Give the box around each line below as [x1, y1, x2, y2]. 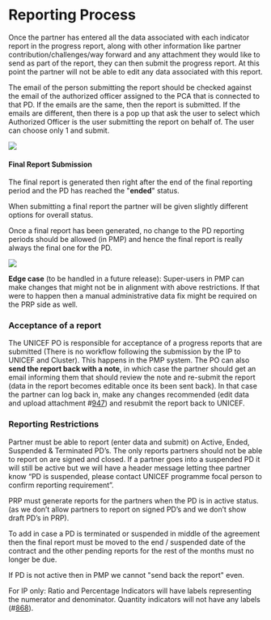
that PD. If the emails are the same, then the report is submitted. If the [8, 100, 241, 109]
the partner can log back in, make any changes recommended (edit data [8, 390, 249, 400]
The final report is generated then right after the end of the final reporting [8, 177, 253, 187]
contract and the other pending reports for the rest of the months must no [8, 546, 255, 555]
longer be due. [8, 554, 57, 564]
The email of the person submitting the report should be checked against [8, 83, 252, 92]
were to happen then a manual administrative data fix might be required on [8, 291, 257, 301]
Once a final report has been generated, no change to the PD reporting [8, 226, 245, 236]
